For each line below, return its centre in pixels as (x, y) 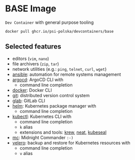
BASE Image (31, 9)
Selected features (33, 47)
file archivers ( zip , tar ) (36, 64)
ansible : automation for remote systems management (67, 74)
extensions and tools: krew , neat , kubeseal (63, 132)
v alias (26, 153)
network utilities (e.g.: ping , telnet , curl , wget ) (59, 69)
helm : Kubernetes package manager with (54, 106)
